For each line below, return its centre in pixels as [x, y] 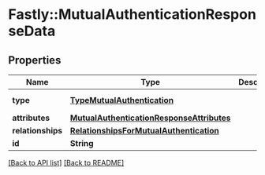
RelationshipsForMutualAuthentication [144, 131]
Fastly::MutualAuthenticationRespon [132, 15]
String [82, 143]
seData [32, 31]
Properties [35, 60]
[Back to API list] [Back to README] [66, 163]
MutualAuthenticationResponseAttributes [150, 118]
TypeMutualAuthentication [122, 100]
